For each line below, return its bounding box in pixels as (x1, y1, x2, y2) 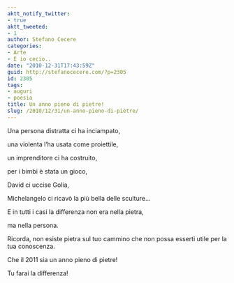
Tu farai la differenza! (7, 269, 68, 277)
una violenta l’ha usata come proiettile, (7, 140, 119, 148)
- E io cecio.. (7, 56, 52, 63)
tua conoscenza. (7, 242, 56, 250)
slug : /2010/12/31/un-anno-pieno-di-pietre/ (7, 107, 139, 114)
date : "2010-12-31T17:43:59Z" (7, 62, 96, 69)
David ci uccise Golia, (7, 181, 70, 189)
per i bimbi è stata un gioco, (7, 167, 88, 175)
